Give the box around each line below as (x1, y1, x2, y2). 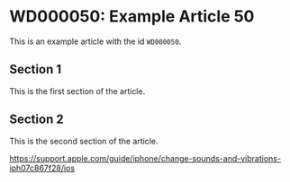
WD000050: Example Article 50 (9, 6, 255, 27)
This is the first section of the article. (9, 85, 146, 96)
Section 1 (9, 62, 61, 77)
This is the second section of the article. (9, 135, 159, 146)
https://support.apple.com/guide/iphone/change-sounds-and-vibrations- (9, 152, 282, 163)
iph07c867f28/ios (9, 162, 75, 173)
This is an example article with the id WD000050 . (9, 36, 182, 47)
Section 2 (9, 112, 65, 127)
